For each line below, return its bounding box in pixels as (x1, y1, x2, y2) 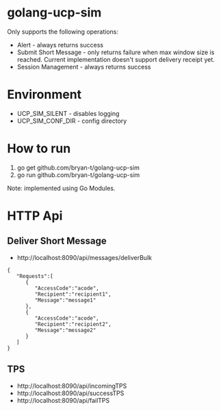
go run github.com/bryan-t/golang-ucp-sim (16, 170, 140, 179)
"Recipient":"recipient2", (34, 320, 112, 327)
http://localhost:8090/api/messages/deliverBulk (16, 253, 153, 261)
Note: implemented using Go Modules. (7, 184, 116, 192)
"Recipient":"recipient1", (34, 290, 112, 298)
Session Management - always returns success (16, 62, 152, 71)
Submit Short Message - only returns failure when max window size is (16, 48, 215, 56)
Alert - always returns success (16, 40, 104, 49)
